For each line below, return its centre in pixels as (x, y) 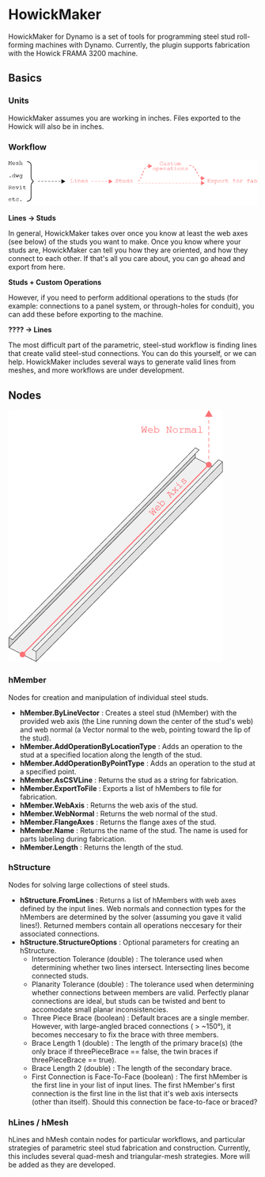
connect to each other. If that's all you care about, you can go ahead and (127, 259)
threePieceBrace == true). (74, 1060)
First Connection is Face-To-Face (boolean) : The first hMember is (139, 1077)
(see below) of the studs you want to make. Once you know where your (125, 242)
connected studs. (60, 975)
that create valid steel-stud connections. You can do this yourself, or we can (132, 354)
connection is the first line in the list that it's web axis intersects (135, 1093)
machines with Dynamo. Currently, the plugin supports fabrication (143, 44)
